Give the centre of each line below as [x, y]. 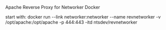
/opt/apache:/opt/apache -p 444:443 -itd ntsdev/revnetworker [72, 22]
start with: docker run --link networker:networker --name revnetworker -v [83, 17]
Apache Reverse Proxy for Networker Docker [53, 7]
